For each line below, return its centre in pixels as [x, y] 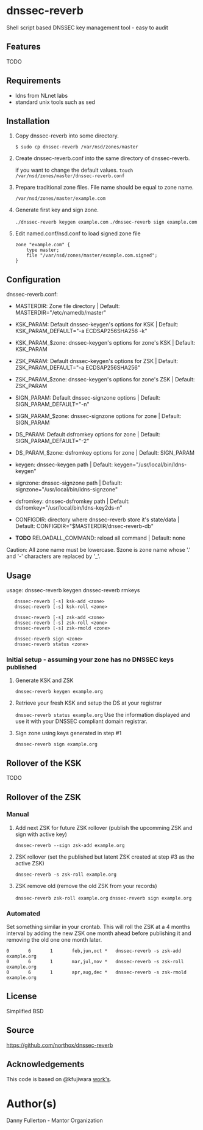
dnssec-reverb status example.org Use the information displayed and [103, 715]
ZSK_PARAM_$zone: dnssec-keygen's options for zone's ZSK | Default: [105, 380]
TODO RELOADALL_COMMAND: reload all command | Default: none [100, 538]
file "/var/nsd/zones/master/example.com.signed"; [92, 255]
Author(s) [31, 1103]
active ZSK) [30, 863]
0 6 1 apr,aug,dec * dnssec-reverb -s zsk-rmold [97, 972]
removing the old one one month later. [54, 940]
